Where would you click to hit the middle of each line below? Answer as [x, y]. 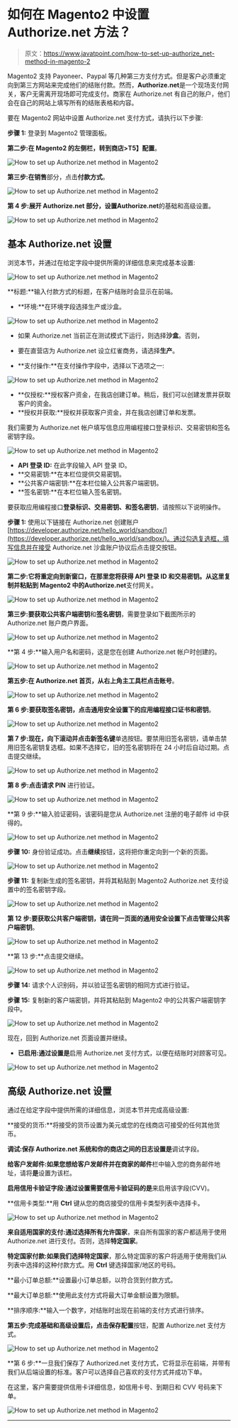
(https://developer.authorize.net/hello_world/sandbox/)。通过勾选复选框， [115, 538]
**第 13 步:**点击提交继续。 [47, 956]
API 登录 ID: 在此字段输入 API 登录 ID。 [74, 465]
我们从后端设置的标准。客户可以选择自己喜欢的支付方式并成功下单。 [107, 1372]
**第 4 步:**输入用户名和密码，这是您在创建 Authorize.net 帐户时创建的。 [114, 652]
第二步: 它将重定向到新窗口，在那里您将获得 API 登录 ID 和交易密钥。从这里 [116, 576]
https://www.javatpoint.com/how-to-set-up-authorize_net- [129, 53]
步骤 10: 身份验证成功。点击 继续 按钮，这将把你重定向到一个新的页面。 [110, 852]
